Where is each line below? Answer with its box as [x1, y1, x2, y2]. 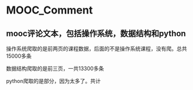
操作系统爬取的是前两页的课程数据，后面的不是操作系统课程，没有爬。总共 [6, 45, 187, 52]
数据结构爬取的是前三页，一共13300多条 [6, 65, 104, 72]
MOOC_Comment [6, 4, 93, 17]
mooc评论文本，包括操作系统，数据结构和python [6, 28, 186, 38]
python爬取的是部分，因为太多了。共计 [6, 78, 101, 84]
